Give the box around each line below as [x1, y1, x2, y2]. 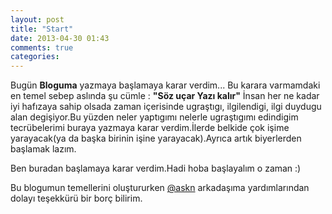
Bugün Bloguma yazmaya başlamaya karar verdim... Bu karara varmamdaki [10, 79, 321, 91]
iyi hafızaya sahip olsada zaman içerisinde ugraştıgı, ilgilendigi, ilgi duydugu [10, 101, 322, 113]
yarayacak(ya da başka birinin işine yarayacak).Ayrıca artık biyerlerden [10, 132, 302, 145]
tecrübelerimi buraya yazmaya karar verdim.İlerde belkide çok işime [10, 122, 290, 134]
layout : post [10, 14, 65, 25]
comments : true [10, 42, 74, 53]
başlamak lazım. [10, 143, 77, 155]
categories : [10, 52, 60, 62]
